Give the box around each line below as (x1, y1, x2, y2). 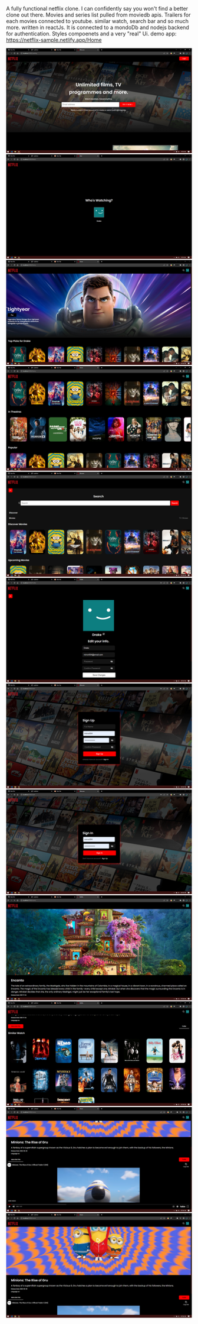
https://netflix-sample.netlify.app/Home (6, 37, 102, 43)
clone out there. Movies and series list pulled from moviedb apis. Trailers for (6, 11, 191, 18)
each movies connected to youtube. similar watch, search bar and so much (6, 18, 189, 24)
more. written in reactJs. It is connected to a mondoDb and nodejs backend (6, 24, 190, 31)
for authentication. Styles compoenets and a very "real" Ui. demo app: (6, 30, 177, 37)
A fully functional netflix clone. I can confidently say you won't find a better (6, 5, 189, 12)
